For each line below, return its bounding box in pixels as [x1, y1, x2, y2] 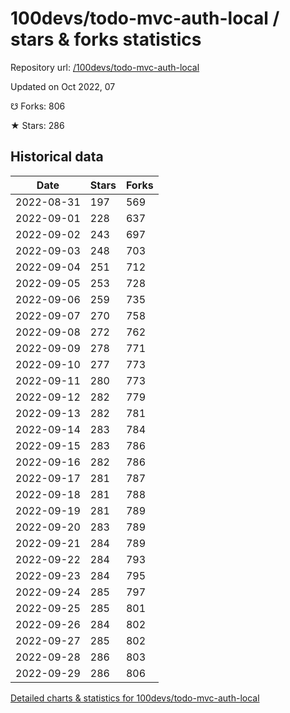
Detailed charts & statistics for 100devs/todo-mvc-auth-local [10, 692, 260, 704]
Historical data [10, 148, 104, 166]
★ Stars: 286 [10, 119, 65, 131]
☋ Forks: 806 [10, 100, 66, 112]
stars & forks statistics [10, 28, 202, 51]
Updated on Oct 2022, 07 [10, 80, 116, 92]
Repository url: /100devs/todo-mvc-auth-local [10, 61, 200, 73]
